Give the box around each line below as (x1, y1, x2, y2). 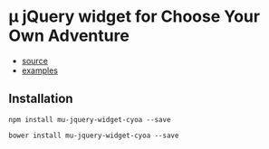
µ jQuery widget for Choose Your (8, 6, 260, 27)
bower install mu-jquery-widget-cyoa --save (8, 131, 179, 140)
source (21, 55, 49, 66)
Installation (8, 91, 73, 107)
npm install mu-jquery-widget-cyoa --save (8, 115, 171, 124)
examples (21, 65, 58, 76)
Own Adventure (8, 25, 130, 46)
